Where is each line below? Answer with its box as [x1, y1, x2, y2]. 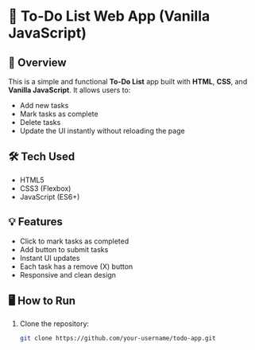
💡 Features [8, 215, 64, 229]
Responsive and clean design [19, 270, 117, 279]
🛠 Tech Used [8, 150, 75, 164]
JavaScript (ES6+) [19, 192, 80, 201]
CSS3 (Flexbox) [19, 183, 71, 193]
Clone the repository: [19, 319, 90, 329]
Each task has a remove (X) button [19, 262, 133, 271]
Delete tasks [19, 118, 61, 126]
